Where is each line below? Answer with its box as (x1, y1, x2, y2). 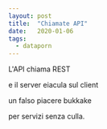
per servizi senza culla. (8, 111, 85, 122)
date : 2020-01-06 (8, 27, 74, 35)
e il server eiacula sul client (8, 80, 99, 90)
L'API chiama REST (8, 64, 71, 74)
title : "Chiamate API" (8, 19, 88, 28)
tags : (8, 34, 27, 43)
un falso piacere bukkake (8, 96, 93, 105)
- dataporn (15, 42, 52, 50)
